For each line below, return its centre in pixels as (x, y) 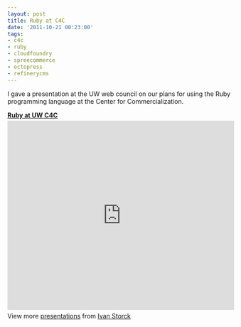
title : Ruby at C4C (36, 21)
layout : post (27, 14)
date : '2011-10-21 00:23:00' (50, 27)
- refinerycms (28, 73)
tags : (15, 34)
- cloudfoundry (30, 54)
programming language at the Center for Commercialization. (96, 101)
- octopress (25, 67)
